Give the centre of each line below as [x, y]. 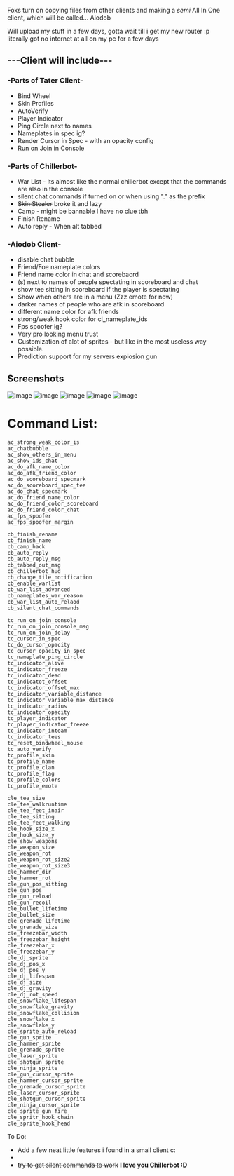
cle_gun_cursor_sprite [40, 1075]
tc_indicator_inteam [37, 731]
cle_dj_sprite [28, 958]
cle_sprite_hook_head [39, 1124]
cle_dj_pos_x [26, 964]
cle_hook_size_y [31, 835]
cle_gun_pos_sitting [37, 884]
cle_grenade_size [33, 927]
